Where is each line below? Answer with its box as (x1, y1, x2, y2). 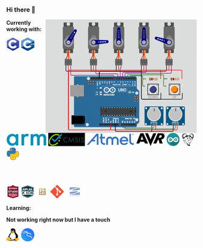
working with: (6, 25, 42, 33)
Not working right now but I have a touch (6, 216, 111, 223)
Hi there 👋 (6, 5, 36, 14)
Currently (6, 19, 31, 27)
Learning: (6, 204, 31, 212)
